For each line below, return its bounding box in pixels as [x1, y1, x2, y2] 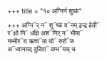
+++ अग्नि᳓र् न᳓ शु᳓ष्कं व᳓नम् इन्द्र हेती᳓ [7, 21, 101, 29]
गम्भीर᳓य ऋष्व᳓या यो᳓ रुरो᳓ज [7, 37, 75, 45]
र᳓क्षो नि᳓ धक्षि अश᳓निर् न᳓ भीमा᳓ [7, 29, 83, 37]
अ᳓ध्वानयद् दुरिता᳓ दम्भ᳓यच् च [7, 45, 76, 53]
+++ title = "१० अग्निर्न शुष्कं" [7, 7, 82, 15]
